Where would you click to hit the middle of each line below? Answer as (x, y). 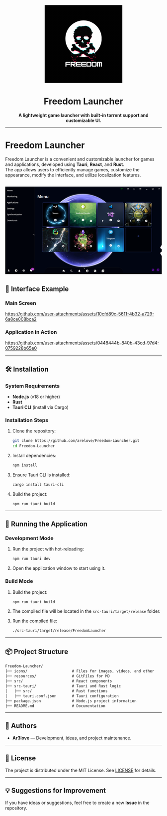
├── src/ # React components (59, 681)
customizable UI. (83, 120)
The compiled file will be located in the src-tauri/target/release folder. (86, 611)
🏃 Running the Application (46, 524)
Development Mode (29, 538)
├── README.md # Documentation (55, 706)
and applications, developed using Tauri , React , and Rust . (65, 164)
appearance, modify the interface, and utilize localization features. (73, 175)
